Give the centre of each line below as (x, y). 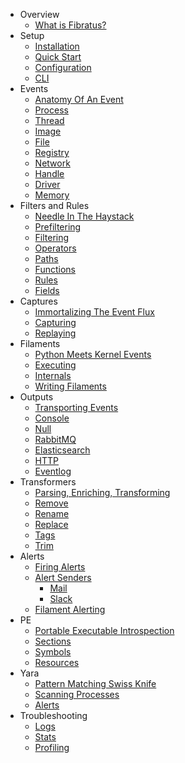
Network (52, 163)
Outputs (36, 397)
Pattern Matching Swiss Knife (95, 683)
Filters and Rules (54, 205)
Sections (53, 641)
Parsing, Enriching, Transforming (102, 492)
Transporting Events (76, 407)
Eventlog (53, 471)
